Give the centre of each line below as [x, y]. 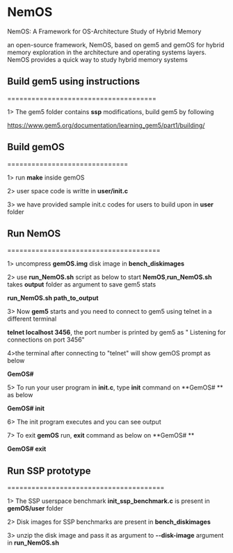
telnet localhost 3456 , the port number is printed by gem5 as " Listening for [116, 332]
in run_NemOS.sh [33, 543]
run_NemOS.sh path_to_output [53, 298]
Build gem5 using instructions [74, 82]
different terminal [32, 319]
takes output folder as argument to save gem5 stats [82, 284]
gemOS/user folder [35, 508]
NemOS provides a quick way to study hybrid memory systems [97, 59]
